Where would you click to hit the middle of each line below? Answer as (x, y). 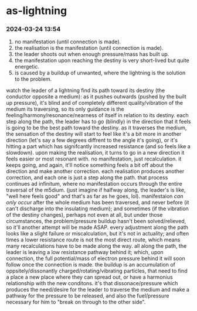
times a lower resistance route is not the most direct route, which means (93, 240)
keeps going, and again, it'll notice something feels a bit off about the (90, 165)
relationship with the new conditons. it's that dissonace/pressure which (92, 283)
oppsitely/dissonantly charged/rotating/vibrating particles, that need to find (97, 271)
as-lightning (37, 11)
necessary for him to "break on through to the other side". (76, 302)
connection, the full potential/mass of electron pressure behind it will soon (96, 258)
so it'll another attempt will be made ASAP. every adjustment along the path (97, 227)
